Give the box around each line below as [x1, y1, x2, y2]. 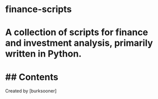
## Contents [5, 71, 59, 83]
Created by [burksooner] [5, 88, 57, 94]
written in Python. [5, 48, 82, 60]
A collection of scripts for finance [5, 27, 148, 38]
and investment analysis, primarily [5, 37, 153, 49]
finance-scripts [5, 4, 72, 15]
